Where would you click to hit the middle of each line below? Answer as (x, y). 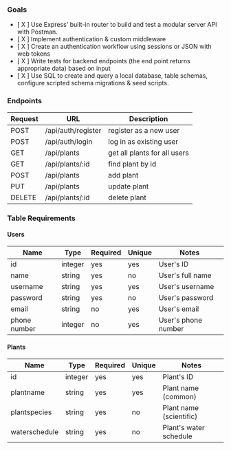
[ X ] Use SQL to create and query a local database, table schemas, (112, 76)
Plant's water (184, 427)
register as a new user (144, 130)
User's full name (185, 275)
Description (148, 118)
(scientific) (180, 416)
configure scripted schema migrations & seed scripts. (93, 83)
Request (25, 118)
